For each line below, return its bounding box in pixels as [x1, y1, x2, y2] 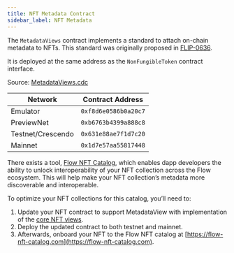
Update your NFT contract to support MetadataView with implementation [17, 208, 228, 216]
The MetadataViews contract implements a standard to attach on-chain [7, 36, 209, 44]
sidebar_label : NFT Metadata [7, 17, 92, 24]
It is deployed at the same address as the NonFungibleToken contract [7, 57, 203, 65]
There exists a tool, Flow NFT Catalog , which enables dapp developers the [7, 158, 221, 166]
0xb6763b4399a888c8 [80, 118, 145, 127]
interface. [7, 64, 35, 73]
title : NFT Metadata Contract [7, 10, 96, 17]
